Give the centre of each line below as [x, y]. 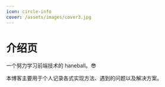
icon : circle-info [29, 12]
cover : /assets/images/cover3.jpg [49, 17]
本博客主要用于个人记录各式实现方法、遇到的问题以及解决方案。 [84, 78]
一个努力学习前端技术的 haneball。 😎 [51, 66]
